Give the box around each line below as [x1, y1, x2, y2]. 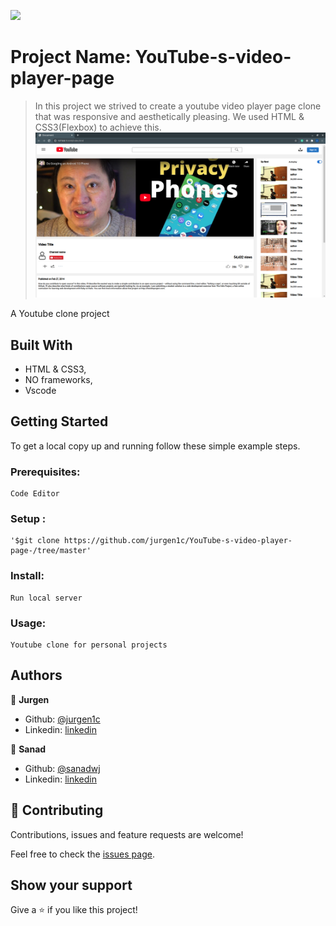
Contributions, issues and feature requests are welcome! [10, 828, 244, 840]
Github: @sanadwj [24, 762, 101, 774]
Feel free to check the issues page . [10, 848, 155, 860]
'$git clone [10, 536, 60, 546]
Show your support [10, 877, 133, 894]
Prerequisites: [10, 465, 81, 479]
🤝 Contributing [10, 802, 104, 819]
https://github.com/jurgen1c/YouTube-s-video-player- [63, 536, 293, 546]
